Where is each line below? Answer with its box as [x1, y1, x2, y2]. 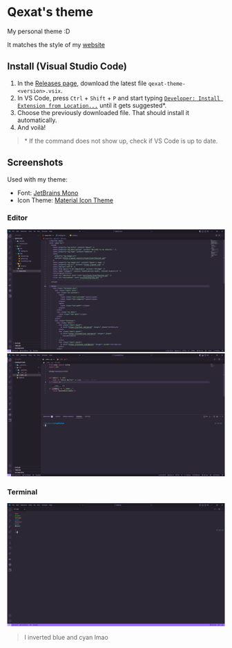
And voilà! [17, 123, 46, 132]
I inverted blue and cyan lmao [23, 633, 108, 641]
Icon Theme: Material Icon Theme [17, 195, 114, 204]
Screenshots [7, 157, 64, 168]
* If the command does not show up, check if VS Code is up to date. [23, 137, 218, 145]
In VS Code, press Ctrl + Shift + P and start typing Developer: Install [17, 94, 220, 102]
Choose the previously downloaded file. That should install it [17, 108, 190, 116]
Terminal [7, 487, 38, 496]
